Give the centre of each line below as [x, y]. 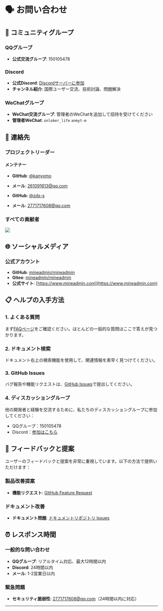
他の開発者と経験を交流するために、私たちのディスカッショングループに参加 [81, 409]
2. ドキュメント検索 [28, 349]
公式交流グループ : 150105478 [41, 59]
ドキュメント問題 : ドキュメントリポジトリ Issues [61, 518]
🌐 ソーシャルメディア [37, 246]
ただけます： [18, 467]
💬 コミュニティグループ [40, 32]
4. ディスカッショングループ [38, 398]
